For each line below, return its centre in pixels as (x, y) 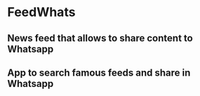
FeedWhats (41, 12)
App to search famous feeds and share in (99, 73)
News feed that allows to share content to (100, 38)
